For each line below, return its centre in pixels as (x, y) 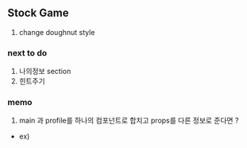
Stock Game (38, 13)
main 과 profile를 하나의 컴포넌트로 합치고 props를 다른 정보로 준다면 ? (129, 121)
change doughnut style (57, 32)
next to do (27, 53)
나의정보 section (45, 72)
